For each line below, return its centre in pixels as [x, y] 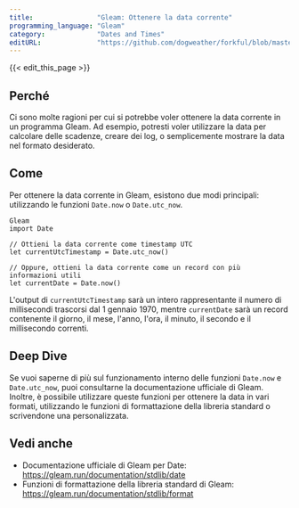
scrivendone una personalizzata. [69, 415]
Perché [29, 96]
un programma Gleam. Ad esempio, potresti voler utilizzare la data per [138, 127]
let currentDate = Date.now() [65, 283]
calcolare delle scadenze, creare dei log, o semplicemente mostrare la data [147, 136]
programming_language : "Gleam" [67, 26]
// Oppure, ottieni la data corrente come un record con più [125, 267]
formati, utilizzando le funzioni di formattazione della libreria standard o [140, 406]
